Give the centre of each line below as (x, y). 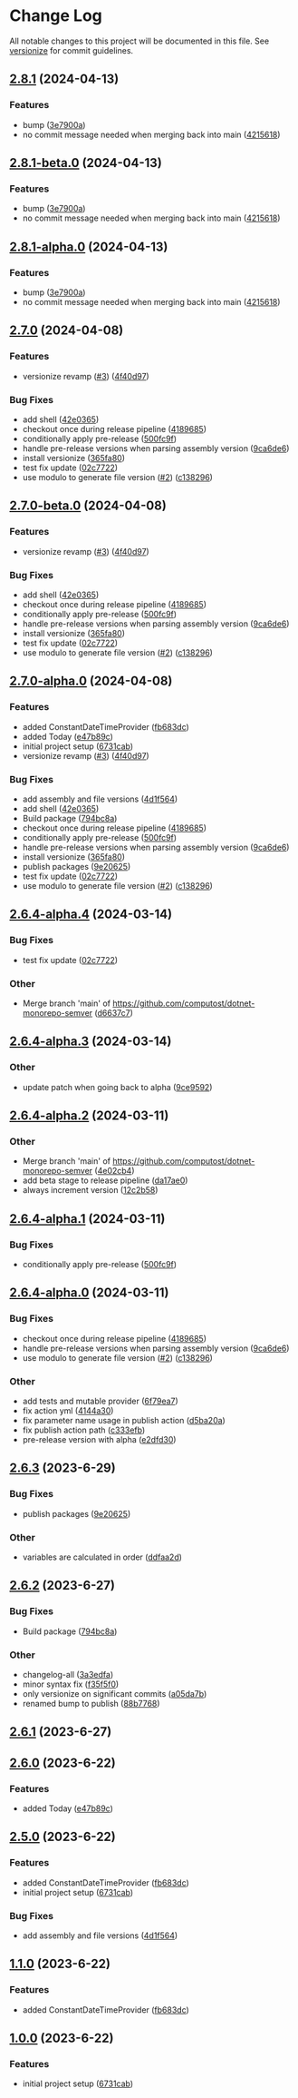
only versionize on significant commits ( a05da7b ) (115, 1693)
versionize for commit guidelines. (72, 50)
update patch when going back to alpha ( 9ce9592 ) (117, 1087)
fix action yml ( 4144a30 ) (68, 1410)
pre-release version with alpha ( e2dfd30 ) (99, 1439)
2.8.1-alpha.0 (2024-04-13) (89, 246)
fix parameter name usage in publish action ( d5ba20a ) (124, 1420)
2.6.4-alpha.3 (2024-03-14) (91, 1042)
